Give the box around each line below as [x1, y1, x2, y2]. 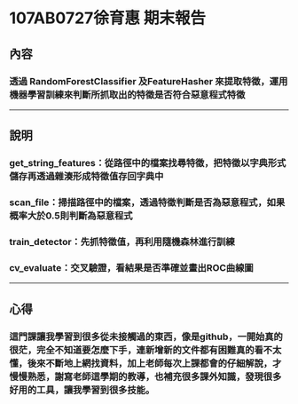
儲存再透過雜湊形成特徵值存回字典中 [9, 170, 164, 183]
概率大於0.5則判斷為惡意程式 [9, 210, 133, 222]
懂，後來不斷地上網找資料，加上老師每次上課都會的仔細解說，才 [9, 357, 282, 369]
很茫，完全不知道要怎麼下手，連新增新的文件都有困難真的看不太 [9, 344, 282, 356]
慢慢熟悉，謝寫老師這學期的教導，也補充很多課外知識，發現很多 [9, 370, 282, 383]
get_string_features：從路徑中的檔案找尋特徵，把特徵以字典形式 [9, 157, 286, 170]
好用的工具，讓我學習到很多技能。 [9, 384, 155, 396]
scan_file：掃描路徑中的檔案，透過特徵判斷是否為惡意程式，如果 [9, 196, 286, 209]
